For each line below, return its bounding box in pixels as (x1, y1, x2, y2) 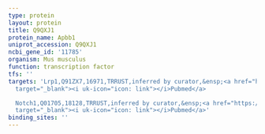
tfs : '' (8, 70, 34, 78)
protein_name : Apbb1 (8, 33, 77, 42)
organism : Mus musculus (8, 56, 87, 64)
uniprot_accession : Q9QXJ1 (8, 41, 97, 49)
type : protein (8, 11, 55, 20)
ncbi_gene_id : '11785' (8, 48, 83, 56)
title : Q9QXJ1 (8, 26, 55, 34)
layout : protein (8, 19, 62, 27)
